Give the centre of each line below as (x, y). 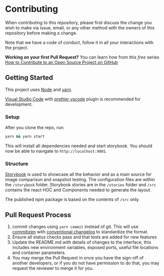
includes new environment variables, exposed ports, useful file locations (85, 248)
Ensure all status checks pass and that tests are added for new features (84, 237)
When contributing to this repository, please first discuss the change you (78, 23)
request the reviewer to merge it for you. (53, 268)
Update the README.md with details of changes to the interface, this (82, 242)
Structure (17, 163)
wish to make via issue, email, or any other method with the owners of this (80, 27)
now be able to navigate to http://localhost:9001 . (56, 151)
